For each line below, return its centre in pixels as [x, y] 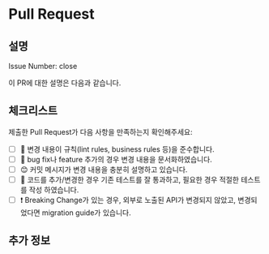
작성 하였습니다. [54, 190]
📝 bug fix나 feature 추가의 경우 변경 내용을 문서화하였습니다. [116, 159]
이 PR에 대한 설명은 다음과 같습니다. [65, 83]
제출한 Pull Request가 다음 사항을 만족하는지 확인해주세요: [100, 131]
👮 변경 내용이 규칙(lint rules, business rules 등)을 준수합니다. [117, 149]
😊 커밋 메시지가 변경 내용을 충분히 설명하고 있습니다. [104, 169]
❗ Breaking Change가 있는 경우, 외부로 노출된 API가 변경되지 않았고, [128, 200]
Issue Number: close [43, 66]
